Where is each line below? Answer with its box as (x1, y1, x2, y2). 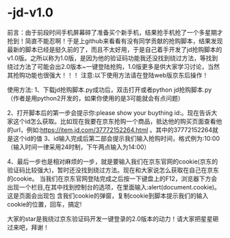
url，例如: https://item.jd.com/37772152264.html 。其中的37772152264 (12, 125, 213, 134)
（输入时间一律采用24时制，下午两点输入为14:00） (7, 142, 151, 151)
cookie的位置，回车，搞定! (7, 200, 82, 208)
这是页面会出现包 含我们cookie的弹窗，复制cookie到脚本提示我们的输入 (7, 191, 209, 200)
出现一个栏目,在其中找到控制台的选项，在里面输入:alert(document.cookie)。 (7, 183, 221, 191)
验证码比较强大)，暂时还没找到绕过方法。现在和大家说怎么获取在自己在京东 (7, 166, 220, 174)
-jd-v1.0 (7, 5, 53, 21)
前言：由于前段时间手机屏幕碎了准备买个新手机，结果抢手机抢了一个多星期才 (7, 28, 223, 36)
